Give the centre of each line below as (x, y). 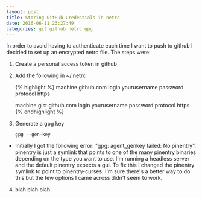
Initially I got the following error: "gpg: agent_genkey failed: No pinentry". (106, 146)
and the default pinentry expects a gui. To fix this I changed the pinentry (105, 165)
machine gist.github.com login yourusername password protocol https (102, 106)
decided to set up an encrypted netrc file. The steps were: (78, 53)
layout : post (23, 12)
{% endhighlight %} (39, 112)
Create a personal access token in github (66, 64)
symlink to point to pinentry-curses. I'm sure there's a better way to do (103, 171)
